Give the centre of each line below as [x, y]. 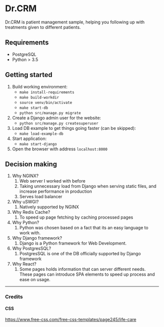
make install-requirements [47, 92]
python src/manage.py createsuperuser [59, 123]
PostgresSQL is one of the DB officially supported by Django [80, 254]
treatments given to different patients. [43, 27]
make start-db [34, 108]
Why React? [24, 264]
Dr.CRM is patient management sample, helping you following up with [75, 22]
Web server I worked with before [52, 181]
